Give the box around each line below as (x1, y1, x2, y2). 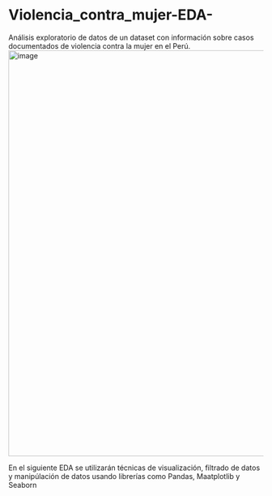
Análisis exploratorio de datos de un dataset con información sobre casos (8, 32, 254, 42)
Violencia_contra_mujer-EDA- (8, 6, 213, 24)
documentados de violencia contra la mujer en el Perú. (8, 41, 191, 50)
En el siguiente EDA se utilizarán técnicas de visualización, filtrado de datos (8, 463, 261, 472)
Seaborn (8, 480, 37, 490)
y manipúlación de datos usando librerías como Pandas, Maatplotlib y (8, 471, 240, 481)
